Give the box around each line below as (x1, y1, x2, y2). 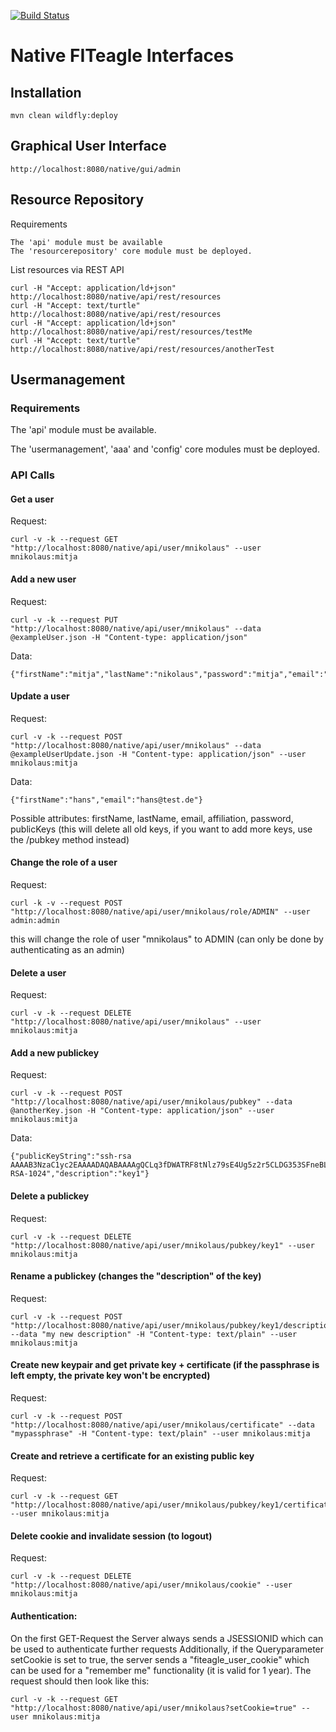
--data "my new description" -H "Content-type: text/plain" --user (10, 1329, 298, 1339)
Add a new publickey (10, 1046, 100, 1059)
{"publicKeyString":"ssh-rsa (10, 1151, 132, 1162)
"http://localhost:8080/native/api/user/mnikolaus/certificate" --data (10, 1420, 315, 1430)
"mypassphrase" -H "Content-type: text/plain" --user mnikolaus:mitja (10, 1429, 311, 1439)
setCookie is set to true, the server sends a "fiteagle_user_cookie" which (10, 1653, 310, 1665)
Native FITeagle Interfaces (10, 45, 235, 67)
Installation (10, 84, 82, 101)
